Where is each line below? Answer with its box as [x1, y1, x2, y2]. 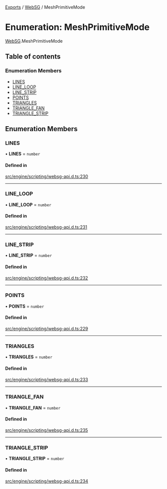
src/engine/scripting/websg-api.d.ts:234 [5, 478, 88, 484]
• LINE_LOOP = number [5, 201, 52, 208]
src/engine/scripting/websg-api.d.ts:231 [5, 224, 87, 230]
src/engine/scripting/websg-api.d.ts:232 [5, 275, 88, 281]
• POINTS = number [5, 303, 44, 309]
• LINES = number [5, 151, 41, 157]
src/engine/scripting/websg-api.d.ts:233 [5, 376, 88, 382]
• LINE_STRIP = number [5, 252, 52, 258]
